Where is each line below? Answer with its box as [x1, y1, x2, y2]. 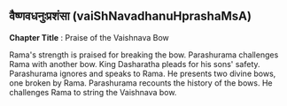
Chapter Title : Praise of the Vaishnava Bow [9, 32, 170, 42]
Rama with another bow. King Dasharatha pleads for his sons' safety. [9, 58, 260, 69]
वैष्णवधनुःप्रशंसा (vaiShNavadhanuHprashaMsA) [9, 9, 252, 24]
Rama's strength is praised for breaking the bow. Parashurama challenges [9, 49, 279, 60]
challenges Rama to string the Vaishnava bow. [9, 87, 177, 97]
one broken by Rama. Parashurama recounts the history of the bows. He [9, 77, 273, 88]
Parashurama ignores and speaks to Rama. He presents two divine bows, [9, 68, 276, 79]
